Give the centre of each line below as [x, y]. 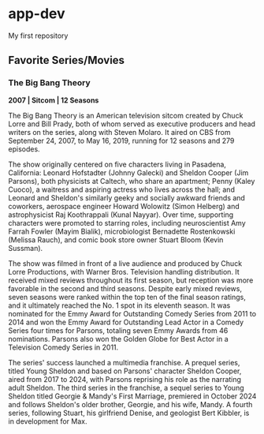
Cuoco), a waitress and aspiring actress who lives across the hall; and [121, 189]
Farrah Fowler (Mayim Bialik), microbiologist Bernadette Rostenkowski [122, 231]
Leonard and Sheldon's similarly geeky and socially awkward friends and [127, 197]
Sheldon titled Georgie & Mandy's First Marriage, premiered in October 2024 [132, 396]
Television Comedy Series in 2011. [63, 347]
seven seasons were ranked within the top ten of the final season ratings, [127, 297]
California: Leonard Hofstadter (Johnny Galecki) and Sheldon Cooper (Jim [128, 172]
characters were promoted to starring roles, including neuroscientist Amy [127, 223]
